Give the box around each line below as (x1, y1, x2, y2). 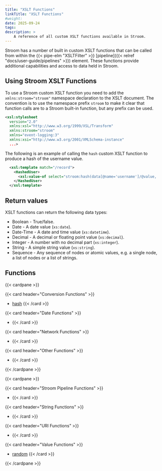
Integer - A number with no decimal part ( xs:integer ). (12, 240, 119, 245)
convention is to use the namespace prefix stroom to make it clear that (5, 100, 145, 106)
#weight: (5, 16, 23, 21)
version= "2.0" (9, 119, 38, 124)
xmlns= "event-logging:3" (9, 133, 59, 138)
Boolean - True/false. (12, 219, 55, 225)
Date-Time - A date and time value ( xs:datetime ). (12, 229, 110, 235)
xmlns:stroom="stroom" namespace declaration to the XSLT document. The (5, 95, 154, 101)
